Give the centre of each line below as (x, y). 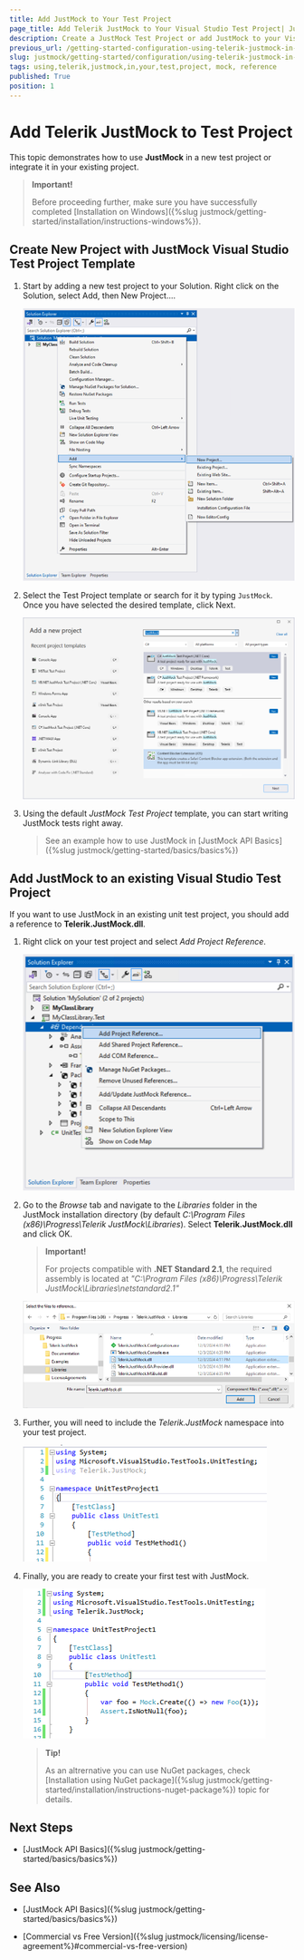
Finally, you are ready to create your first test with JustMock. (136, 1576)
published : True (40, 77)
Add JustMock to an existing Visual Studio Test (146, 878)
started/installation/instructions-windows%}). (116, 221)
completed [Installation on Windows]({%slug (115, 211)
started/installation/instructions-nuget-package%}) (141, 1790)
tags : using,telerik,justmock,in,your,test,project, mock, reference (143, 67)
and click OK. (47, 1234)
